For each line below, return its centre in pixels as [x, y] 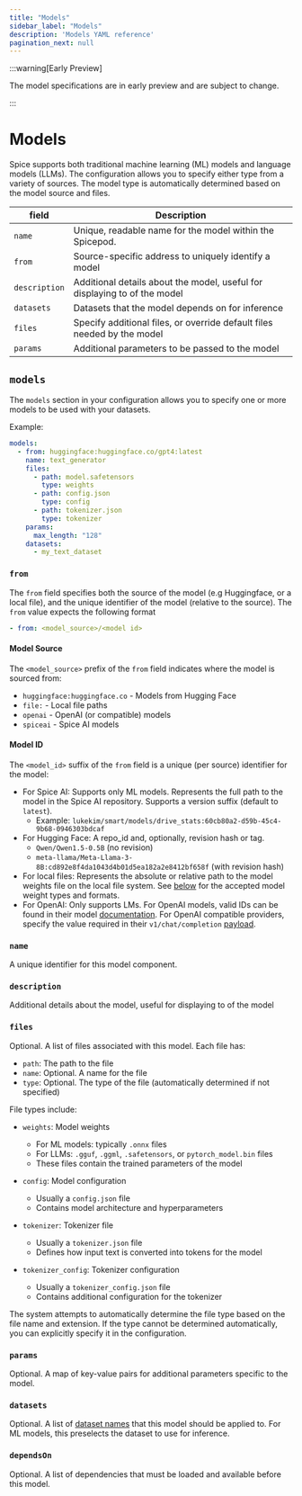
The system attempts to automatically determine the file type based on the [147, 1313]
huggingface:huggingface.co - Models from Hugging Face [129, 695]
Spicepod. [95, 242]
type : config [66, 502]
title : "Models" [40, 18]
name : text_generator [66, 460]
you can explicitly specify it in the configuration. [98, 1333]
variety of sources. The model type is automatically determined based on [145, 184]
